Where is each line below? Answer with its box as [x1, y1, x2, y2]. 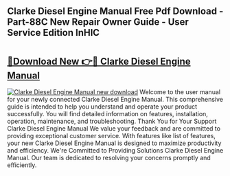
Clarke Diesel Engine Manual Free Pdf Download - [7, 5, 224, 17]
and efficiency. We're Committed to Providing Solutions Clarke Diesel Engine [7, 146, 224, 154]
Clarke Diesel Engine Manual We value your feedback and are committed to [7, 124, 221, 133]
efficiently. [7, 161, 37, 169]
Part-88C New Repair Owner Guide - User [7, 16, 189, 28]
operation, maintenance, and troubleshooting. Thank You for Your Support [7, 117, 217, 125]
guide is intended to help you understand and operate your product [7, 102, 198, 111]
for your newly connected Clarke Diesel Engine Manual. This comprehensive [7, 96, 223, 103]
